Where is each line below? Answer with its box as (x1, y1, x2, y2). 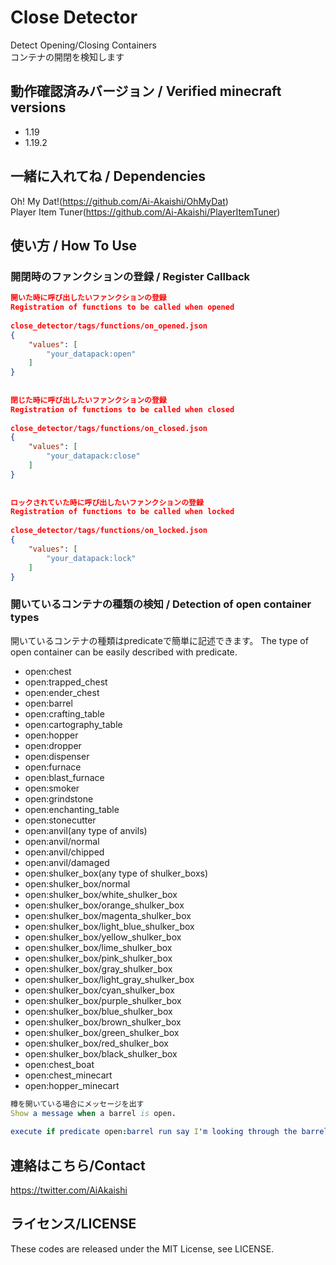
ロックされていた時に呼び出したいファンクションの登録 (10, 497, 204, 508)
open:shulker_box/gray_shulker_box (24, 962, 173, 975)
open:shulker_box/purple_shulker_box (24, 994, 182, 1006)
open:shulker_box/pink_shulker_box (24, 952, 173, 964)
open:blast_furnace (24, 771, 105, 783)
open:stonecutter (24, 814, 97, 826)
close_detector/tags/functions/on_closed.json (10, 423, 208, 433)
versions (10, 99, 67, 116)
